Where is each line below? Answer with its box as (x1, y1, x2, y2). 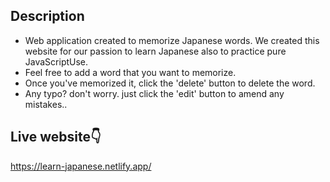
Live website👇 (10, 129, 102, 146)
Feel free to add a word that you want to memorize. (24, 66, 237, 78)
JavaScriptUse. (24, 55, 89, 68)
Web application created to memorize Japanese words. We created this (24, 34, 320, 46)
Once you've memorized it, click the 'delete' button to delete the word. (24, 77, 316, 89)
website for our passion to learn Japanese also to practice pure (24, 45, 287, 57)
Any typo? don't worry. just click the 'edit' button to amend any (24, 87, 285, 99)
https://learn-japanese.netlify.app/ (10, 160, 152, 172)
